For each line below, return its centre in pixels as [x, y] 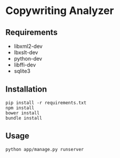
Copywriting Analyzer [60, 11]
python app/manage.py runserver [45, 149]
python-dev [28, 59]
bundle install [24, 118]
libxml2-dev [28, 46]
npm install [20, 108]
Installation [26, 89]
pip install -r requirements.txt [46, 103]
